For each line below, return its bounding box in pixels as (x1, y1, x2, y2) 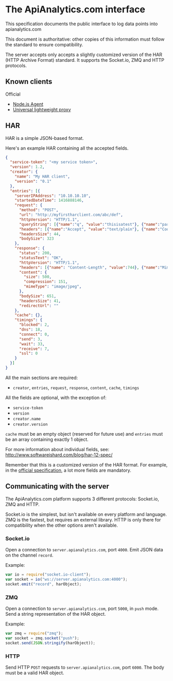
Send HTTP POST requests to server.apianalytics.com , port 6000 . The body (5, 664, 165, 670)
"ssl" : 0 (19, 351, 38, 356)
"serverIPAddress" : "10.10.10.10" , (14, 193, 91, 199)
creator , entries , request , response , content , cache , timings (12, 384, 140, 390)
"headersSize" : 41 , (19, 298, 61, 303)
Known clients (5, 77, 53, 86)
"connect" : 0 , (19, 332, 50, 337)
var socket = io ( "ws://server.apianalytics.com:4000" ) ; (5, 577, 128, 582)
